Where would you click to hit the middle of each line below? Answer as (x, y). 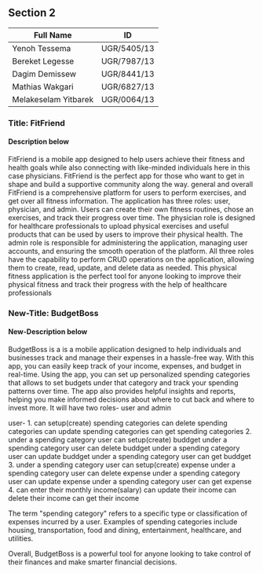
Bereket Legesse (43, 61)
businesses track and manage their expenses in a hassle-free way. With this (131, 358)
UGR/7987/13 (128, 61)
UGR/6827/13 (128, 86)
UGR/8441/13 (128, 74)
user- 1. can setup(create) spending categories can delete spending (118, 423)
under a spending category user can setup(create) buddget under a (118, 440)
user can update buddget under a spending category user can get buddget (130, 457)
